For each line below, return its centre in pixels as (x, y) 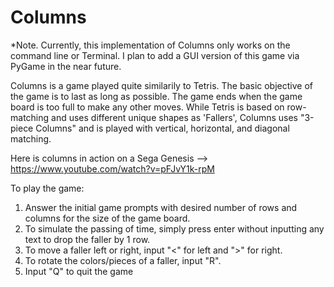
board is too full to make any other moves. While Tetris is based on (147, 107)
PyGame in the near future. (66, 66)
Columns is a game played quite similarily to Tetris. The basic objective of (161, 85)
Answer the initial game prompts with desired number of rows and (161, 207)
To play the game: (47, 188)
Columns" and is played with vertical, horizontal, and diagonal (162, 128)
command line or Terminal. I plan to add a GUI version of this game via (155, 55)
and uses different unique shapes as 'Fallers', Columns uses (174, 117)
